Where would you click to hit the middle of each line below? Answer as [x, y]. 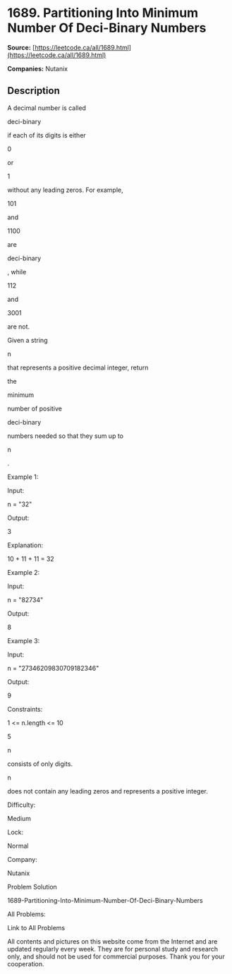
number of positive [35, 408]
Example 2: [24, 572]
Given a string [28, 340]
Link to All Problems [36, 927]
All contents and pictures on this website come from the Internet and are [112, 941]
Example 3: [24, 640]
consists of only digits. [40, 764]
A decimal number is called [47, 108]
